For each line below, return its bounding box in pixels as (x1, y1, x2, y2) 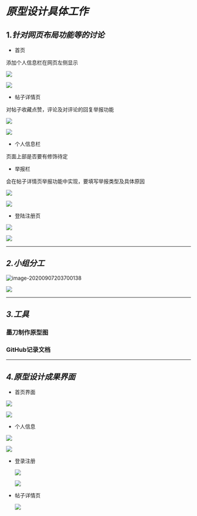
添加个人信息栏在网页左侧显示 (6, 59, 78, 66)
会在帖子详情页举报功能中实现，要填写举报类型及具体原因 (6, 178, 145, 185)
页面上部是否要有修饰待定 (6, 153, 68, 159)
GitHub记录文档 (6, 346, 51, 354)
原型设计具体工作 (6, 5, 89, 18)
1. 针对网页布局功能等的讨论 (6, 30, 105, 40)
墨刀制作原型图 (6, 328, 49, 337)
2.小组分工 (6, 259, 45, 269)
